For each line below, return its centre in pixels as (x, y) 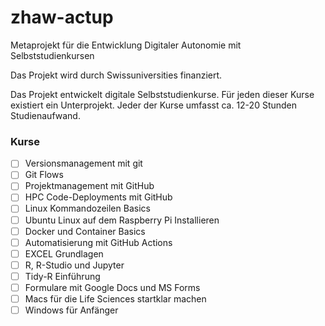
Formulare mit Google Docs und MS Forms (112, 287)
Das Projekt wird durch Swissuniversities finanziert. (116, 75)
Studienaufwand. (45, 115)
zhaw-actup (62, 17)
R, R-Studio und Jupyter (74, 265)
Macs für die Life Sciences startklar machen (115, 298)
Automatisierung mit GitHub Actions (98, 242)
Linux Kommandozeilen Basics (87, 208)
